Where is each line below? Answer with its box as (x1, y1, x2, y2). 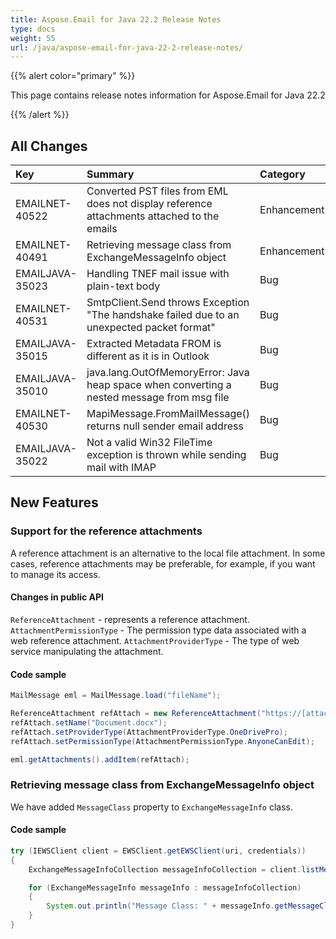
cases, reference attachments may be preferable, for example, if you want (10, 557, 316, 570)
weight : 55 (10, 33, 56, 43)
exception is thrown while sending (86, 448, 247, 462)
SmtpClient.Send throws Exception (86, 296, 250, 310)
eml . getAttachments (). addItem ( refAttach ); (10, 754, 190, 765)
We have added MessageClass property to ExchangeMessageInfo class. (10, 801, 294, 813)
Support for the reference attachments (10, 524, 203, 538)
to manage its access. (10, 568, 101, 580)
